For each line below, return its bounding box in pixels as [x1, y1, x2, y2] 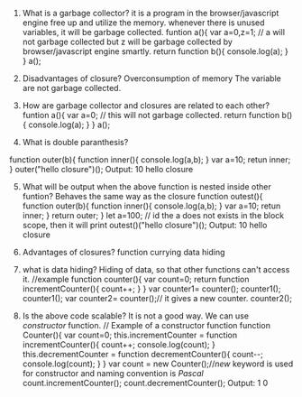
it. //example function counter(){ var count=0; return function [22, 274, 250, 284]
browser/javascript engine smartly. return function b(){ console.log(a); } [22, 46, 288, 57]
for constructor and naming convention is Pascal [22, 368, 205, 378]
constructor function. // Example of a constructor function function [22, 320, 270, 330]
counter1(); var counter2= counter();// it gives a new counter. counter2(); [22, 293, 293, 303]
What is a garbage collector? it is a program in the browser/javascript [22, 8, 279, 18]
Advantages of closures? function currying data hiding [22, 247, 225, 257]
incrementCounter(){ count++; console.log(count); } [22, 339, 216, 350]
